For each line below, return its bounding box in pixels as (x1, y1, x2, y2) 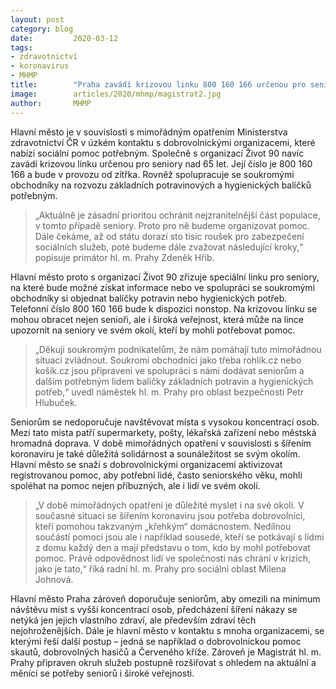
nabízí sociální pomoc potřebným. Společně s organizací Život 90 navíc (10, 147, 305, 159)
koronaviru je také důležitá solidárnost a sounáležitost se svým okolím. (10, 447, 301, 460)
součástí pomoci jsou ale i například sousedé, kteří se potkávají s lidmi (34, 531, 325, 543)
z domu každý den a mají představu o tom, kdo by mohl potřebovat (34, 541, 311, 553)
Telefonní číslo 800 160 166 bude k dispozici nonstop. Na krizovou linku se (10, 302, 318, 315)
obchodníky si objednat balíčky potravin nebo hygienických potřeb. (10, 292, 288, 304)
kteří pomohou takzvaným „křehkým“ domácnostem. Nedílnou (34, 520, 292, 532)
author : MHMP (10, 98, 92, 108)
